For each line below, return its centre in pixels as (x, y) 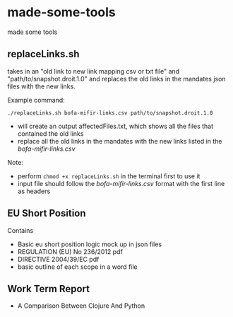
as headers (34, 191)
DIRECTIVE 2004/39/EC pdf (58, 259)
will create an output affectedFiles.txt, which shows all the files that (115, 126)
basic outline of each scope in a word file (77, 267)
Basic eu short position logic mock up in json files (90, 244)
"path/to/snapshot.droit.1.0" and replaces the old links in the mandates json (116, 79)
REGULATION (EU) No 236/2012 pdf (70, 251)
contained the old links (50, 133)
